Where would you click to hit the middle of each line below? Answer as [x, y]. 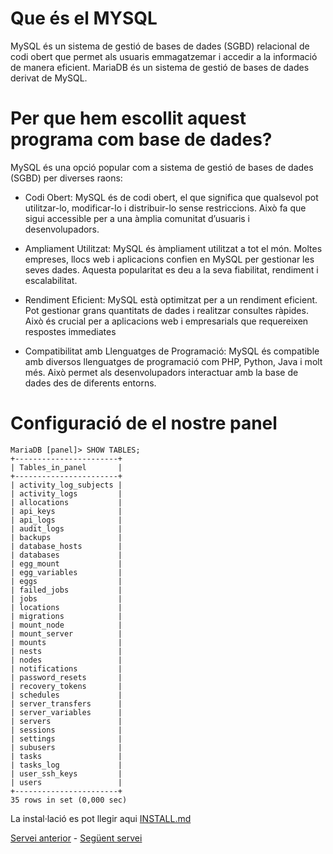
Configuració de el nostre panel [144, 423]
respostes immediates [70, 331]
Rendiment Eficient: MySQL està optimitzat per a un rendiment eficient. [171, 299]
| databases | [66, 555]
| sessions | [66, 730]
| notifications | [66, 668]
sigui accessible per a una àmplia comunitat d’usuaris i [137, 218]
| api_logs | [66, 520]
